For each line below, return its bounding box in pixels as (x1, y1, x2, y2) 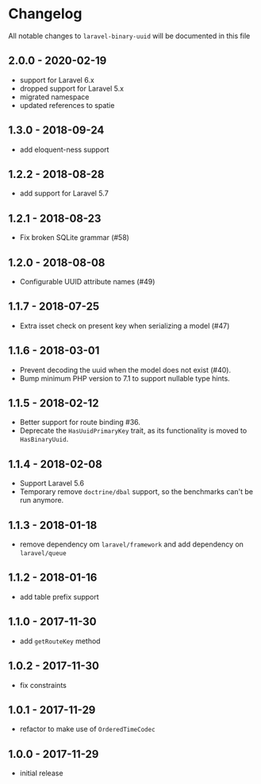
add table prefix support (19, 592, 99, 601)
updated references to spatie (19, 100, 115, 110)
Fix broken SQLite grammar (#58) (19, 233, 129, 242)
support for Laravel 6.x (19, 75, 95, 84)
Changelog (8, 5, 83, 23)
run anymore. (19, 496, 64, 505)
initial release (19, 768, 63, 778)
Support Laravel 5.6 (19, 478, 85, 489)
